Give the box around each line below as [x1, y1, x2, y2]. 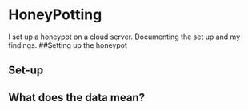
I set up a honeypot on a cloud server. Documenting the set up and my [8, 32, 241, 41]
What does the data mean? [8, 90, 146, 104]
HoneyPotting [8, 6, 102, 24]
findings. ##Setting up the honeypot [8, 40, 128, 49]
